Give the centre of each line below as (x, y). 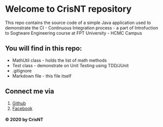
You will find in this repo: (44, 48)
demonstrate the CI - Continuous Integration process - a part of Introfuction (82, 27)
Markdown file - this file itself (42, 76)
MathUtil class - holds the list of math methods (59, 60)
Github (19, 103)
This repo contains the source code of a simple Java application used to (78, 23)
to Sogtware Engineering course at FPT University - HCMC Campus (74, 33)
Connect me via (30, 91)
